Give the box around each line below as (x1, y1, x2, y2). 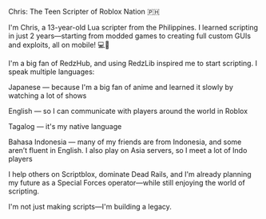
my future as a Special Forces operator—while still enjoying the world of (8, 178, 245, 187)
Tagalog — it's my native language (8, 122, 122, 131)
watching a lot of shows (8, 91, 87, 100)
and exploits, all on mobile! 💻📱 (8, 40, 110, 49)
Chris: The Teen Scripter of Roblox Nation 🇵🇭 (8, 7, 160, 16)
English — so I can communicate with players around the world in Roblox (8, 107, 248, 115)
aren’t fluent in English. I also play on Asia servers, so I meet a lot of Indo (8, 146, 248, 154)
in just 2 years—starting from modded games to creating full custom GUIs (8, 31, 252, 41)
